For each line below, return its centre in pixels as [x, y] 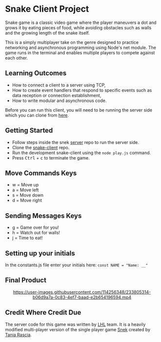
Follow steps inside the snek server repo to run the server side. [75, 142]
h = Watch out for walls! [36, 233]
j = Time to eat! [27, 238]
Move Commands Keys [41, 173]
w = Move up [25, 185]
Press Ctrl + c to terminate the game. [51, 158]
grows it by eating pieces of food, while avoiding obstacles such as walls [78, 27]
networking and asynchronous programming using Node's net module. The [80, 47]
